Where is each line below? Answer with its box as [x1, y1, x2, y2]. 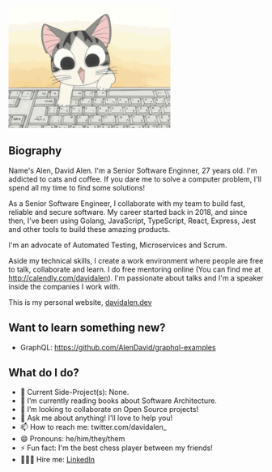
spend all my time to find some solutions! [8, 182, 146, 192]
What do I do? [8, 366, 79, 380]
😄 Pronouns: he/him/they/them [19, 434, 125, 444]
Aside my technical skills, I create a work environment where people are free [8, 255, 264, 265]
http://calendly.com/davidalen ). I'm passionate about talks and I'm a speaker [8, 272, 264, 282]
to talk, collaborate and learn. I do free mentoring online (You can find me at [8, 264, 261, 274]
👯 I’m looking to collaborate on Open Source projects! [19, 405, 199, 414]
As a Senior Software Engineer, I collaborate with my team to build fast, [8, 198, 245, 208]
